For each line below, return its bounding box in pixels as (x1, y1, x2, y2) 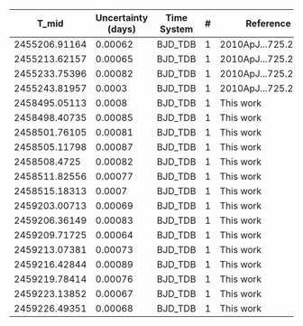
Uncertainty (95, 12, 149, 23)
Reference (245, 17, 291, 30)
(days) (107, 23, 137, 35)
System (159, 23, 194, 35)
